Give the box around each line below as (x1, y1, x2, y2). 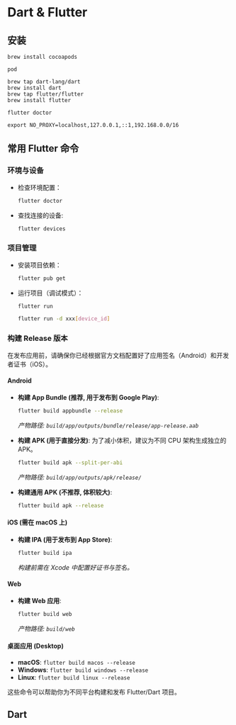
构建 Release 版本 (7, 334, 69, 344)
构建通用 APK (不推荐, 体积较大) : (17, 488, 113, 496)
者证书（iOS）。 (7, 359, 52, 369)
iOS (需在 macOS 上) (7, 518, 68, 527)
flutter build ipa (17, 549, 72, 556)
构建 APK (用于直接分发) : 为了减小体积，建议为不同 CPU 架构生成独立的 (17, 436, 227, 444)
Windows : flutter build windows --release (17, 665, 149, 674)
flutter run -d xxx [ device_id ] (17, 315, 111, 322)
